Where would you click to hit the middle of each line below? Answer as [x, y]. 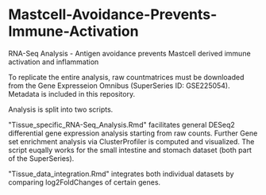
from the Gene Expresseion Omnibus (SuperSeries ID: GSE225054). [119, 86]
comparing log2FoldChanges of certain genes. [85, 182]
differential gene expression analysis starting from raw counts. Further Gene [133, 133]
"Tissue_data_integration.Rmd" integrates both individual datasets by [121, 174]
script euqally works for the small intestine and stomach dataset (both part [130, 150]
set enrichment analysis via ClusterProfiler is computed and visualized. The [131, 141]
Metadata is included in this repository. [72, 94]
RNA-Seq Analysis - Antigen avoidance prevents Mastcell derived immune [130, 53]
